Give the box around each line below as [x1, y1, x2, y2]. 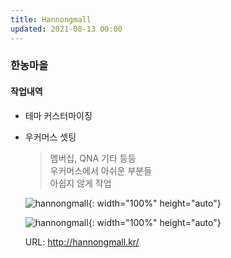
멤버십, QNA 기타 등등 [49, 152, 137, 164]
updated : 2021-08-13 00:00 [10, 24, 123, 34]
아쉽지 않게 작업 [49, 177, 112, 189]
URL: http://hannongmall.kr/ [24, 236, 140, 248]
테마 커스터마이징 [24, 109, 93, 121]
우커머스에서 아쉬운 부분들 [49, 164, 153, 176]
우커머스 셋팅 [24, 131, 77, 143]
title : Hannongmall [10, 14, 92, 25]
